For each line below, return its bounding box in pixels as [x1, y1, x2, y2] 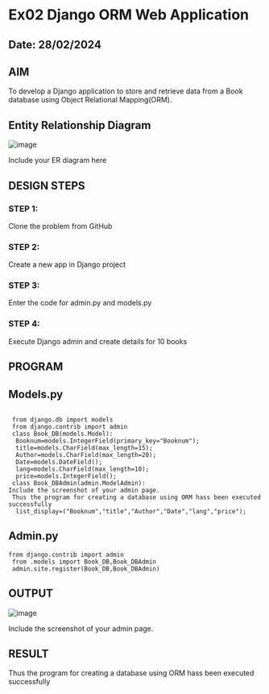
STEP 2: [8, 241, 40, 252]
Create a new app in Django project [8, 260, 126, 269]
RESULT [8, 647, 49, 660]
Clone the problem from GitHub [8, 221, 113, 231]
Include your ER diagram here [8, 156, 107, 165]
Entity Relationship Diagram [8, 118, 151, 132]
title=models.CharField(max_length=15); [15, 443, 153, 452]
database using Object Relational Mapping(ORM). [8, 95, 172, 105]
